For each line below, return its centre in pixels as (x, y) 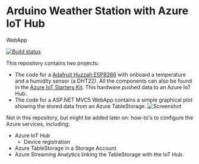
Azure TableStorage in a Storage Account (66, 148)
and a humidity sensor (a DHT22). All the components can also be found (103, 81)
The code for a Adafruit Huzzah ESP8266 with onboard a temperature (100, 74)
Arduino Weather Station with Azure (97, 11)
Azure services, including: (38, 124)
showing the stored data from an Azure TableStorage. (80, 106)
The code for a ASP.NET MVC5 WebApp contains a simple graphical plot (104, 100)
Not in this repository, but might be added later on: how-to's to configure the (100, 118)
